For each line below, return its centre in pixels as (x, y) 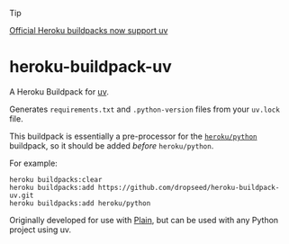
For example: (34, 163)
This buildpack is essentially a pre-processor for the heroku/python (133, 136)
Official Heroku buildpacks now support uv (89, 30)
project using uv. (41, 230)
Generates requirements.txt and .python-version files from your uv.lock (145, 109)
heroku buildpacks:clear (56, 179)
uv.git (22, 195)
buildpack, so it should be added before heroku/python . (112, 145)
